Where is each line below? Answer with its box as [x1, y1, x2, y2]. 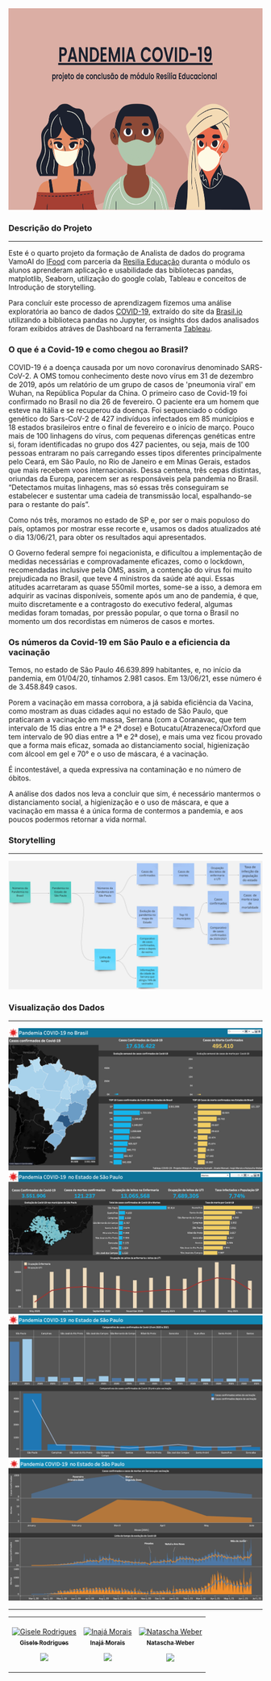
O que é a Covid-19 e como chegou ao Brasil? [8, 344, 189, 356]
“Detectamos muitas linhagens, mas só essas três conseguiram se [8, 482, 229, 492]
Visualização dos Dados [8, 1002, 105, 1013]
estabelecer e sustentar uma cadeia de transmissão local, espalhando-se [8, 491, 252, 501]
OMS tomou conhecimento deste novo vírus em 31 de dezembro [40, 371, 254, 381]
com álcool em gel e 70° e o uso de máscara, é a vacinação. [8, 749, 209, 759]
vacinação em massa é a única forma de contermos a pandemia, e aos [8, 805, 244, 815]
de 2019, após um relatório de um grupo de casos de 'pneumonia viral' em [8, 379, 256, 389]
